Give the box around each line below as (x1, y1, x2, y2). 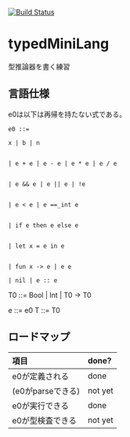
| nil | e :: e (8, 276, 58, 285)
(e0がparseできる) (12, 385, 81, 396)
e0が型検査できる (12, 415, 77, 426)
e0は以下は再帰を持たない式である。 (8, 109, 127, 119)
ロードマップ (8, 330, 70, 343)
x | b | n (8, 138, 41, 147)
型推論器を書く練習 (8, 61, 70, 71)
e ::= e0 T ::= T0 (8, 305, 60, 314)
